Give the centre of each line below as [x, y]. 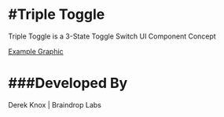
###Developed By [68, 83]
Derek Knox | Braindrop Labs [55, 104]
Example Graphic [36, 51]
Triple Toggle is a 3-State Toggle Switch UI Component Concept [112, 36]
